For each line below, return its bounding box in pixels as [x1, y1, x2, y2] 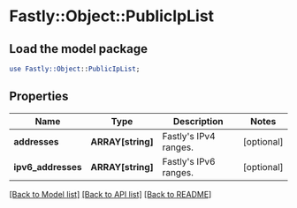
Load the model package [9, 41, 148, 56]
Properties [9, 89, 69, 104]
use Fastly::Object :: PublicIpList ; [9, 64, 141, 73]
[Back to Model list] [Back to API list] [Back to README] [9, 189, 212, 199]
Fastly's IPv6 [162, 155, 216, 167]
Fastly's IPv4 [162, 130, 216, 142]
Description [172, 115, 224, 127]
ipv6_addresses [13, 160, 82, 173]
